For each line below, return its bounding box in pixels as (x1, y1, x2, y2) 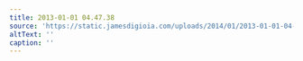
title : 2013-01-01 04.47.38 (9, 13, 115, 22)
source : (9, 22, 39, 30)
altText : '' (9, 30, 54, 39)
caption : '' (9, 38, 54, 48)
